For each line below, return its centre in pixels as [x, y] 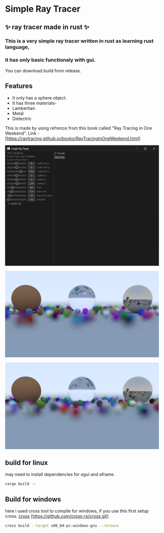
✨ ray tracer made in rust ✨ [47, 27]
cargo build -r [20, 484]
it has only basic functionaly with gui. [51, 60]
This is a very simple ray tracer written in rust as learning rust [79, 41]
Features [19, 86]
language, [17, 47]
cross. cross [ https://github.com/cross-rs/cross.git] [57, 516]
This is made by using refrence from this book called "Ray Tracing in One [79, 128]
